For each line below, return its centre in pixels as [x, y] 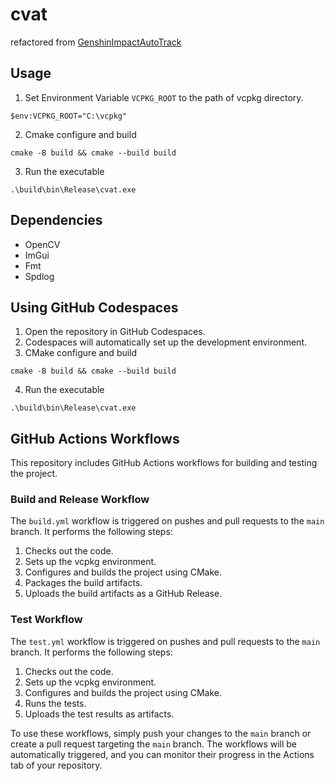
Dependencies [56, 220]
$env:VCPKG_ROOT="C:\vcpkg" [69, 116]
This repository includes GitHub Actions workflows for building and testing [164, 463]
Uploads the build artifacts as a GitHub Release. [123, 594]
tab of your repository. [56, 765]
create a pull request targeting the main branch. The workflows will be [154, 744]
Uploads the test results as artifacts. [99, 714]
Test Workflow [46, 620]
